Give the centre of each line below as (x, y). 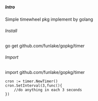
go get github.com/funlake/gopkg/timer (45, 46)
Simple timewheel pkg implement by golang (49, 19)
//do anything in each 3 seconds (48, 90)
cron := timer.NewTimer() (31, 81)
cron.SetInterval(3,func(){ (34, 86)
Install (11, 31)
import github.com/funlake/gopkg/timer (45, 72)
